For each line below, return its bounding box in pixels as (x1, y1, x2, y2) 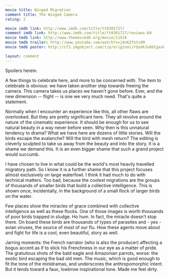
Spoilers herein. (5, 67, 38, 74)
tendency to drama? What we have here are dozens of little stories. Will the (5, 129, 161, 136)
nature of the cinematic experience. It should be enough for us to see (5, 119, 149, 125)
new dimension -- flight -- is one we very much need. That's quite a (5, 93, 146, 99)
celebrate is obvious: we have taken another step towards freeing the (5, 83, 149, 89)
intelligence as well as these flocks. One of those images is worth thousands (5, 208, 164, 214)
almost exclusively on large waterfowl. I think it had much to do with (5, 172, 146, 178)
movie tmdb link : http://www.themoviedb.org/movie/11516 (5, 35, 127, 40)
